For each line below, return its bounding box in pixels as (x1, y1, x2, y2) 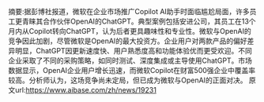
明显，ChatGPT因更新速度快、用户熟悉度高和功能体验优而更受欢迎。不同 (14, 46, 253, 55)
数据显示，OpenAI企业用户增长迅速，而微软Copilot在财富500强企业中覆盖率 (8, 66, 256, 75)
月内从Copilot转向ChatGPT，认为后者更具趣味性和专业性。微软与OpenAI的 (8, 27, 251, 35)
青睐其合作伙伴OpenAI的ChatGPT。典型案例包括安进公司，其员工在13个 (21, 16, 256, 26)
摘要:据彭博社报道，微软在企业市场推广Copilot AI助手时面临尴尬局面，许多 (8, 7, 251, 16)
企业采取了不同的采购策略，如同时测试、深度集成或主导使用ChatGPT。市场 (8, 56, 253, 65)
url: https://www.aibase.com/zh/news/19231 (14, 86, 157, 94)
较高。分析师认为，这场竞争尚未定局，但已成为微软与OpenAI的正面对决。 (8, 75, 247, 85)
